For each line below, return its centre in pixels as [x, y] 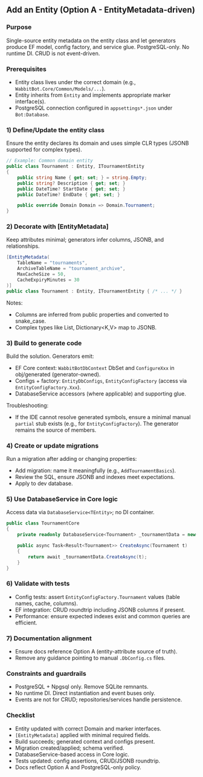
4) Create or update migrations [53, 446]
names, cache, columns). [47, 603]
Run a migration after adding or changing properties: [72, 459]
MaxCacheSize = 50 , [42, 274]
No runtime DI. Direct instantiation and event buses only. [85, 693]
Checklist [21, 715]
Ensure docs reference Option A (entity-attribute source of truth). [96, 652]
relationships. [23, 246]
